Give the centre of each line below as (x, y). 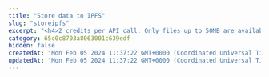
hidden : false (32, 46)
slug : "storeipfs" (39, 23)
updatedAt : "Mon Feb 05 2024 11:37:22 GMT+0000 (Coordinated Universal (130, 61)
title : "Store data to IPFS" (57, 16)
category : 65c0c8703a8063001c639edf (69, 38)
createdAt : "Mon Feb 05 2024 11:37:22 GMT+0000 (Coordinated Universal (130, 53)
